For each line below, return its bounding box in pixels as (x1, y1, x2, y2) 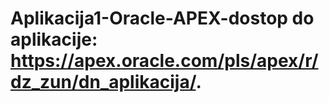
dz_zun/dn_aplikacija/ (10, 71, 197, 94)
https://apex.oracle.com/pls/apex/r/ (10, 50, 319, 72)
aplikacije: (10, 28, 98, 51)
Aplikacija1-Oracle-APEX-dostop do (10, 7, 315, 30)
